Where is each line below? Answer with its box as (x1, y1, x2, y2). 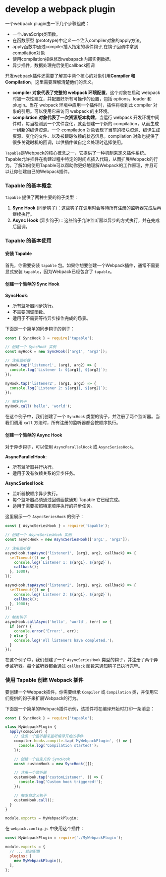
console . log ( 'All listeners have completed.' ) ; (14, 638, 114, 643)
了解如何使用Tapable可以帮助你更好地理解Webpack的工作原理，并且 (13, 162, 154, 168)
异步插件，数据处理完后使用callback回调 (12, 62, 95, 68)
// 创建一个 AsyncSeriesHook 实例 (5, 532, 72, 537)
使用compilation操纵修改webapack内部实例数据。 (12, 56, 114, 62)
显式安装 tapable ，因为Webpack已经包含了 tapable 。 (5, 268, 115, 274)
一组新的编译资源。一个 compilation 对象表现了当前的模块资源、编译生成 (12, 127, 161, 133)
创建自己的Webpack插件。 (18, 168, 73, 175)
